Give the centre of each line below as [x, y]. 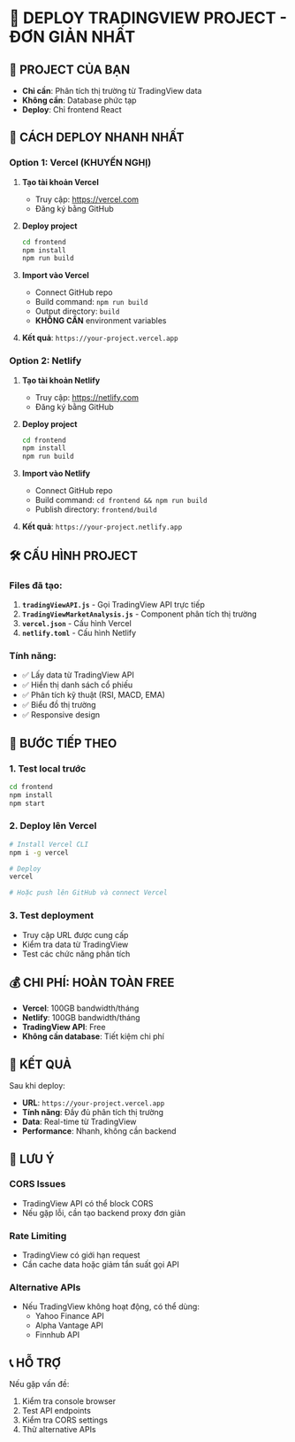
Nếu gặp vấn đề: [39, 1384]
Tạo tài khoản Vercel [60, 182]
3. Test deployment [52, 916]
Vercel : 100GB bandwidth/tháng [80, 1008]
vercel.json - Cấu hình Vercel [77, 623]
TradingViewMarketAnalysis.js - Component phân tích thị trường [140, 614]
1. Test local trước [48, 768]
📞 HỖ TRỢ [35, 1363]
